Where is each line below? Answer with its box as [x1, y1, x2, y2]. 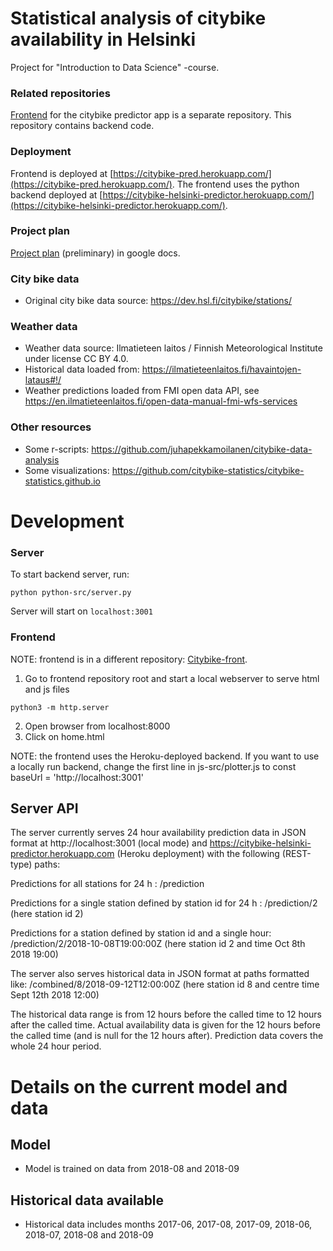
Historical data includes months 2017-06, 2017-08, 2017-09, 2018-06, [24, 1218, 313, 1231]
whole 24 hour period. [10, 1040, 102, 1052]
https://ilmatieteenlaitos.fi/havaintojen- [141, 363, 302, 376]
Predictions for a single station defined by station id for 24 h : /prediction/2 [10, 897, 318, 909]
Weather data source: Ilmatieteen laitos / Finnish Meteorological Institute [24, 342, 323, 354]
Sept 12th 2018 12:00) [10, 989, 100, 1001]
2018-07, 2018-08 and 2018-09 [24, 1229, 154, 1241]
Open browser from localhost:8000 [24, 720, 171, 732]
